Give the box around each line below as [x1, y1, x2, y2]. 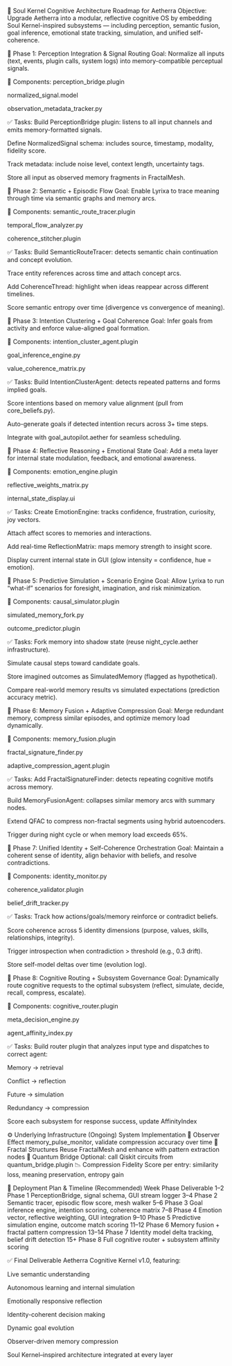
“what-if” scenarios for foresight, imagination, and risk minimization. [7, 584, 202, 592]
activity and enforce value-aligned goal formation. [7, 324, 150, 332]
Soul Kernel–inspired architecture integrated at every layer [7, 1351, 173, 1358]
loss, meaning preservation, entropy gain [7, 1171, 125, 1178]
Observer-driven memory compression [7, 1338, 119, 1345]
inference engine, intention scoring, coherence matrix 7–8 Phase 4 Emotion [7, 1206, 222, 1214]
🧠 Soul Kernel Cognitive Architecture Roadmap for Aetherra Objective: [7, 7, 207, 15]
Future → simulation [7, 1090, 64, 1098]
